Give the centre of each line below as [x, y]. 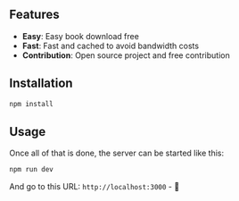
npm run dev [31, 170]
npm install [31, 104]
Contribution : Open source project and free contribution [126, 55]
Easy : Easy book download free [81, 36]
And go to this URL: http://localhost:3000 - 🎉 [95, 187]
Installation [41, 84]
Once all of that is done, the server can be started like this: [117, 153]
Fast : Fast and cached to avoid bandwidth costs [110, 46]
